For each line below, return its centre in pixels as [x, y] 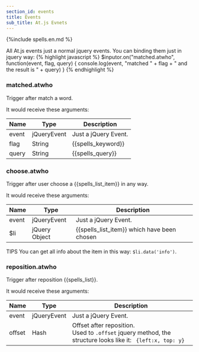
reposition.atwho [31, 267]
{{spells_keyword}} [98, 144]
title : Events [24, 17]
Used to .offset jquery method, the [121, 333]
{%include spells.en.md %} [39, 40]
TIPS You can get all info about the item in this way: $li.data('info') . [92, 251]
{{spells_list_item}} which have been [126, 230]
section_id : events [30, 12]
